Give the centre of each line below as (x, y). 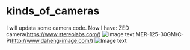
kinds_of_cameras (53, 11)
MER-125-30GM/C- (160, 34)
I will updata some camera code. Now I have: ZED (68, 28)
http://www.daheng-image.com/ (51, 40)
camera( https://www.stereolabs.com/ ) (54, 34)
